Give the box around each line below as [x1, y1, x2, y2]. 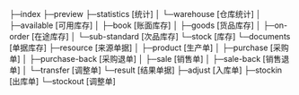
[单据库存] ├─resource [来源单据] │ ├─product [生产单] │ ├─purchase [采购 [9, 42, 289, 53]
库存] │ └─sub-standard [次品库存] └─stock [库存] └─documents [49, 31, 291, 41]
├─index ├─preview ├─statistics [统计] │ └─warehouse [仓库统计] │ [9, 9, 262, 19]
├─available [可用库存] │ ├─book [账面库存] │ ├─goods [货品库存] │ [9, 20, 262, 30]
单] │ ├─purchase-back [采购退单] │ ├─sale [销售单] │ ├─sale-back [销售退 [9, 54, 290, 64]
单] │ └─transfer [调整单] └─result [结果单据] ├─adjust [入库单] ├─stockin [9, 65, 283, 75]
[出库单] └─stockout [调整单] [9, 76, 116, 86]
